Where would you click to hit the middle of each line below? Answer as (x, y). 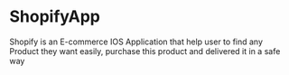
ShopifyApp (55, 17)
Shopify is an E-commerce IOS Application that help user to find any (136, 42)
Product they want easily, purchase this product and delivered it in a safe (145, 51)
